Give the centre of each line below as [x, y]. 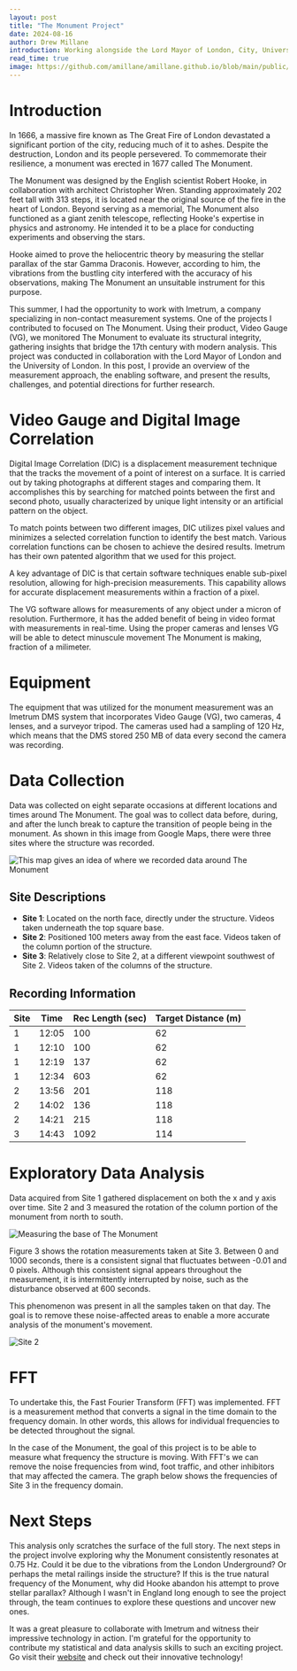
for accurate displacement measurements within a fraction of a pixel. [134, 592]
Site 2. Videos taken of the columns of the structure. [117, 966]
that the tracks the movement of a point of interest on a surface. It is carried [147, 473]
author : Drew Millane [49, 42]
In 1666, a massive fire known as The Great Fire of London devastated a [140, 135]
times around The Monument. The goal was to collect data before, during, [144, 814]
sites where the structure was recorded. [82, 843]
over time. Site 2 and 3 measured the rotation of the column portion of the [144, 1208]
